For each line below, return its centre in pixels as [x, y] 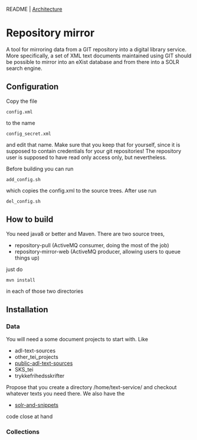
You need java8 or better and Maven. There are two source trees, [86, 234]
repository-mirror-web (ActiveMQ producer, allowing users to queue [98, 251]
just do [14, 269]
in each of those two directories [45, 291]
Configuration [32, 87]
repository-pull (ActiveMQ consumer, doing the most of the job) [92, 245]
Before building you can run [40, 169]
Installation [27, 310]
